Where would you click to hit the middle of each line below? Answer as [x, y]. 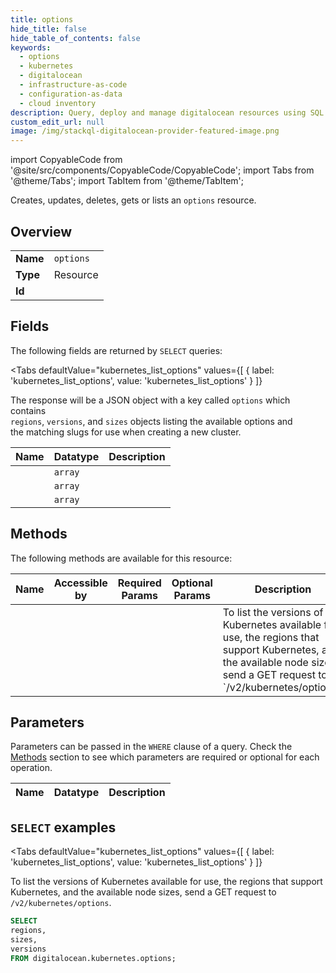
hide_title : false [48, 29]
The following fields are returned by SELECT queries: [116, 350]
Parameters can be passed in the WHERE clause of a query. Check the [151, 747]
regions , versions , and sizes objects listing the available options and [151, 421]
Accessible [80, 583]
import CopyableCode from [66, 160]
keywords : [31, 47]
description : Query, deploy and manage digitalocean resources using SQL [167, 112]
